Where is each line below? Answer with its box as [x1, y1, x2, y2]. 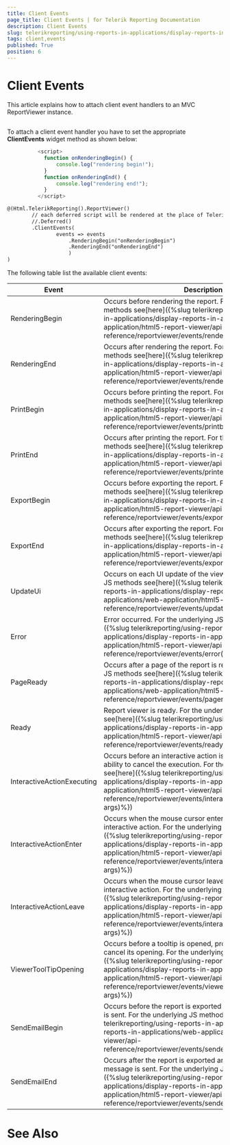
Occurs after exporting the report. [103, 524, 212, 534]
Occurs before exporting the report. [103, 478, 218, 488]
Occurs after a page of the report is [103, 660, 217, 670]
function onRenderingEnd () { [43, 174, 127, 180]
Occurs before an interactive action [103, 751, 218, 761]
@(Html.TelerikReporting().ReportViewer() [7, 205, 130, 213]
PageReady [10, 677, 48, 687]
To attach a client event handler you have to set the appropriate [7, 128, 186, 136]
